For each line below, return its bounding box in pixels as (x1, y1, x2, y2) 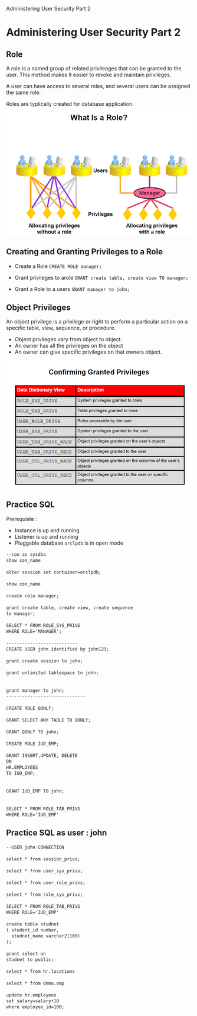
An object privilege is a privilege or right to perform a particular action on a (6, 318, 188, 325)
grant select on (6, 950, 46, 957)
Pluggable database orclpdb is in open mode (14, 539, 124, 546)
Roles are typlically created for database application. (6, 101, 134, 107)
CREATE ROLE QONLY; (6, 705, 54, 711)
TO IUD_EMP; (6, 770, 35, 776)
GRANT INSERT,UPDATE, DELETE (6, 752, 78, 759)
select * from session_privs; (6, 856, 81, 862)
